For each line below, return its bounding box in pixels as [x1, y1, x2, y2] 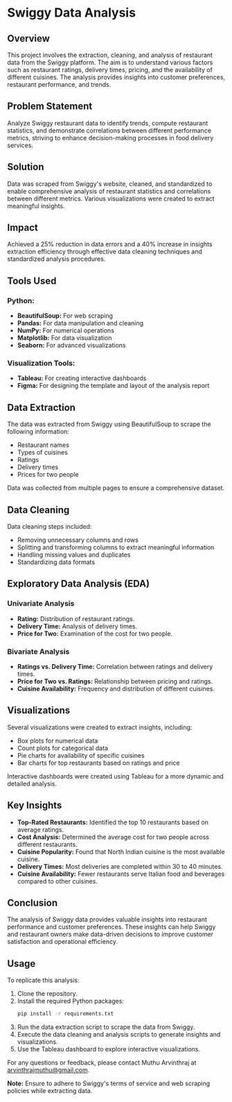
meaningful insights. [7, 201, 65, 210]
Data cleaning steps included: [7, 523, 92, 531]
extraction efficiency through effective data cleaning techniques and [7, 248, 203, 256]
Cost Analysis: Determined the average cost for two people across [17, 833, 210, 841]
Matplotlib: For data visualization [17, 334, 112, 342]
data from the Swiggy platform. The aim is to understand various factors [7, 58, 213, 67]
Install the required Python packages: [17, 997, 125, 1006]
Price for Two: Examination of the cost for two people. [17, 629, 173, 638]
